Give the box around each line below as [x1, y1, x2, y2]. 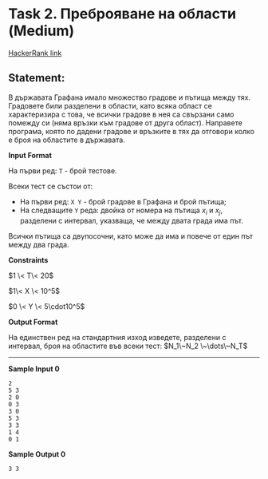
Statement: [8, 71, 65, 85]
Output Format [8, 317, 58, 327]
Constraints [8, 255, 49, 264]
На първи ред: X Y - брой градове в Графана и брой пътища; [19, 196, 227, 206]
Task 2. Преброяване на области [8, 5, 237, 23]
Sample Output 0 [8, 449, 66, 459]
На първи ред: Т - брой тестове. [8, 165, 117, 176]
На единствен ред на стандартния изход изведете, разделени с [8, 332, 227, 342]
